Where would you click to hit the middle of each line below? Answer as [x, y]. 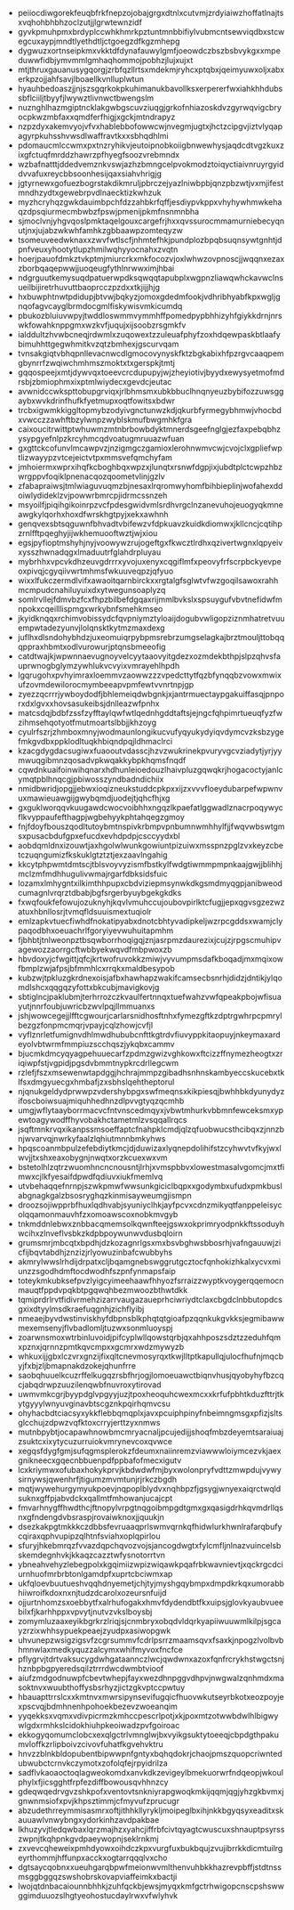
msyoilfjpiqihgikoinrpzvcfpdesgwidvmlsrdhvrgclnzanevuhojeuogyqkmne [151, 505]
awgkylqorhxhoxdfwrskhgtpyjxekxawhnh [93, 514]
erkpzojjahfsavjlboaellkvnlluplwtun [81, 79]
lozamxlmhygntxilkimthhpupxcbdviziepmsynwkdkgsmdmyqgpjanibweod [150, 883]
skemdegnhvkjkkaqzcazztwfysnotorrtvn [91, 1555]
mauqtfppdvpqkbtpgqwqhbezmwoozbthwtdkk [103, 1290]
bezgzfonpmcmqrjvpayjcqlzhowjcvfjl [85, 1025]
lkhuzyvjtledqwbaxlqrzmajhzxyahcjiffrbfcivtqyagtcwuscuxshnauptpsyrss [151, 1829]
